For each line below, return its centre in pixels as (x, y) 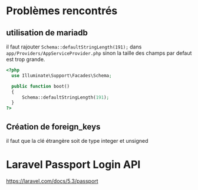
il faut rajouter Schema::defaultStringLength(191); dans (74, 47)
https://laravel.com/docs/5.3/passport (52, 181)
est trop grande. (26, 59)
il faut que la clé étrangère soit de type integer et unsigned (77, 140)
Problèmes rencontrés (62, 11)
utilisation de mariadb (47, 33)
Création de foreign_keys (53, 127)
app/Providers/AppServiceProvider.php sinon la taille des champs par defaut (99, 53)
